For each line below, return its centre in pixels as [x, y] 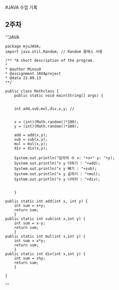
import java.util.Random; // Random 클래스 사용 [54, 52]
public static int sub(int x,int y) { [45, 219]
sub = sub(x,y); [31, 139]
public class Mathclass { [32, 91]
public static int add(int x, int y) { [47, 201]
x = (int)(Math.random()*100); [47, 122]
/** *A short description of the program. [50, 60]
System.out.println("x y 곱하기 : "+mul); [57, 174]
